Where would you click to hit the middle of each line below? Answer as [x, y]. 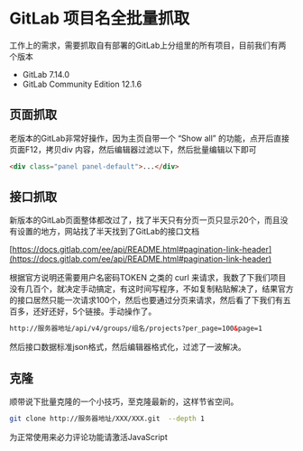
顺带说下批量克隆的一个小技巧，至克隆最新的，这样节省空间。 [124, 401]
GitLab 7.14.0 [46, 74]
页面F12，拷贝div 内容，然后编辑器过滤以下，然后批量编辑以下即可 [133, 149]
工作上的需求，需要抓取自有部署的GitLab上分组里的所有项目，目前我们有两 [148, 45]
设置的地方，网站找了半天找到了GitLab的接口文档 [108, 232]
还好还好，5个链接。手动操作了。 [95, 311]
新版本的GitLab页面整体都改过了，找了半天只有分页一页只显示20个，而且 [145, 220]
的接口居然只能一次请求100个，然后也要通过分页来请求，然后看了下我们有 [147, 300]
